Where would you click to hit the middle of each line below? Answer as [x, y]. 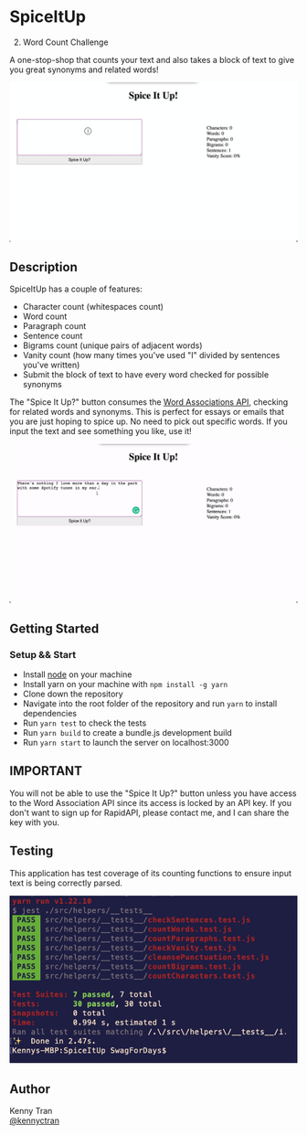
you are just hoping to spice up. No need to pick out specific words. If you [148, 421]
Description [43, 267]
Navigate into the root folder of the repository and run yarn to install [150, 704]
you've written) [51, 365]
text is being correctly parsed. [66, 883]
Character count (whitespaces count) [93, 307]
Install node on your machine [77, 674]
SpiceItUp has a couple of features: [76, 289]
